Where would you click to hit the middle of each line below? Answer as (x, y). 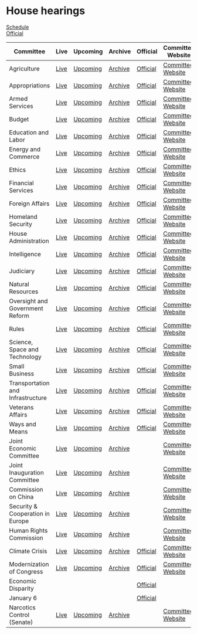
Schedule (18, 27)
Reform (19, 316)
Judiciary (22, 271)
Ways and (23, 424)
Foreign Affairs (29, 204)
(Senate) (21, 622)
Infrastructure (28, 398)
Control (19, 615)
